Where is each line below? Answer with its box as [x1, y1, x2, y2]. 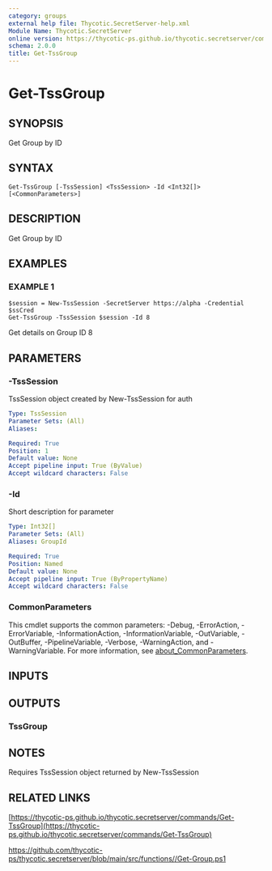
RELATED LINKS [8, 791, 91, 805]
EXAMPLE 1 [8, 281, 55, 292]
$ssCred [8, 307, 35, 315]
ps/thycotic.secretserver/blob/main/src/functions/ [8, 853, 176, 863]
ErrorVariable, [8, 628, 55, 638]
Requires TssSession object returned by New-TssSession [8, 767, 200, 777]
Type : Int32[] [8, 523, 57, 531]
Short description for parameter [8, 507, 115, 516]
